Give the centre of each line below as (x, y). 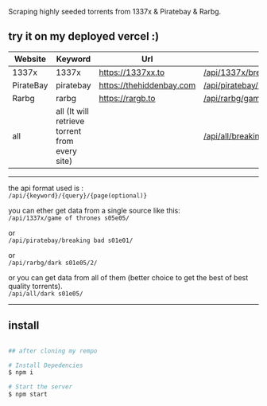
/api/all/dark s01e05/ (46, 294)
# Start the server (41, 387)
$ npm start (28, 394)
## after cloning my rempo (53, 351)
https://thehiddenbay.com (147, 85)
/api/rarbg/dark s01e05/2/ (53, 263)
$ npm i (21, 373)
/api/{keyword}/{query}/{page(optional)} (78, 195)
